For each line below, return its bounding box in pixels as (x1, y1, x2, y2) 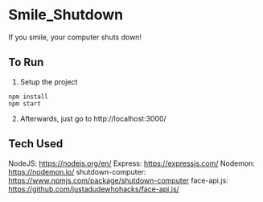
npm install (8, 93, 48, 101)
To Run (8, 56, 44, 69)
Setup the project (19, 76, 78, 86)
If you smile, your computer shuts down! (8, 32, 142, 42)
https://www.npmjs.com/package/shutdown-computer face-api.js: (8, 175, 229, 185)
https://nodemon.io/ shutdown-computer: (8, 167, 146, 176)
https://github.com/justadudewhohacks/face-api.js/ (8, 183, 179, 194)
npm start (8, 99, 42, 108)
